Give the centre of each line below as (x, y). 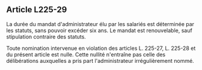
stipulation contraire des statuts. (46, 36)
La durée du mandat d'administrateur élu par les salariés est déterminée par (100, 24)
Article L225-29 (37, 10)
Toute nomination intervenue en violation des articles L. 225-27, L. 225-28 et (101, 48)
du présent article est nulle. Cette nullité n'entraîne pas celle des (86, 54)
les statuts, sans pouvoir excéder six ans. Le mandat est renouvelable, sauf (99, 30)
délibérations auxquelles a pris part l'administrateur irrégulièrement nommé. (100, 61)
